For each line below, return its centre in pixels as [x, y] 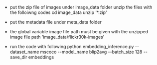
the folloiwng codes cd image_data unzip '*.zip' [58, 12]
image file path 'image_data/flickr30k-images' [57, 37]
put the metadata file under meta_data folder [56, 22]
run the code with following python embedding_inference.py [72, 46]
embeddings [41, 57]
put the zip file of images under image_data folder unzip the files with [81, 7]
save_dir [18, 57]
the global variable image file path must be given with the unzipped [79, 32]
